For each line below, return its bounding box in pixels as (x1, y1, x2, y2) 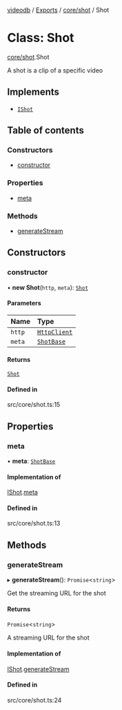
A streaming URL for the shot (7, 633, 90, 642)
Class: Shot (7, 30, 74, 46)
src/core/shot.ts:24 (7, 695, 62, 704)
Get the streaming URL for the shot (7, 589, 106, 597)
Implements (7, 86, 60, 98)
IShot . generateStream (7, 664, 70, 673)
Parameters (7, 299, 41, 307)
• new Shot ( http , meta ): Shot (7, 283, 88, 291)
